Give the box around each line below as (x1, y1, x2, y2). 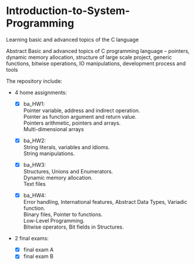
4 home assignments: (14, 89, 68, 96)
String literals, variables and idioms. (23, 144, 110, 151)
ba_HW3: (23, 162, 46, 169)
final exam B (23, 253, 54, 260)
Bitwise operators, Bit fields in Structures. (23, 223, 125, 230)
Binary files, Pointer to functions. (23, 211, 103, 218)
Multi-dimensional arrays (23, 126, 84, 133)
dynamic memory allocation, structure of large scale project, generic (6, 53, 172, 61)
